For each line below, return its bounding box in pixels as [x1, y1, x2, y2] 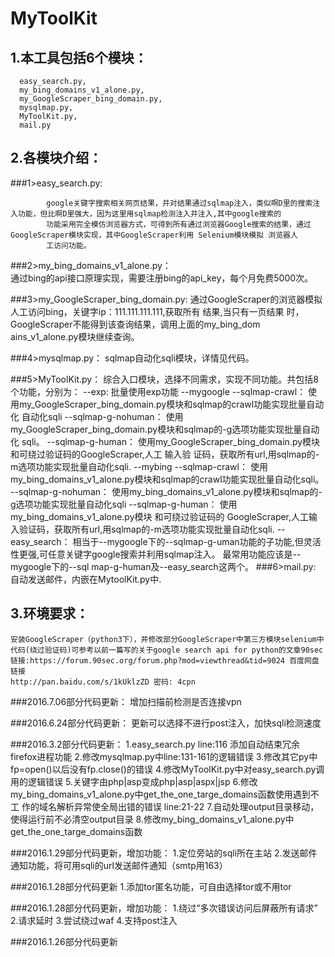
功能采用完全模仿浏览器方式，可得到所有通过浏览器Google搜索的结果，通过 [46, 219, 312, 229]
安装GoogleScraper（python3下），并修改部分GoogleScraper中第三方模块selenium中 [10, 634, 325, 644]
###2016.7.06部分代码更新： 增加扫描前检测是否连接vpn [10, 695, 242, 707]
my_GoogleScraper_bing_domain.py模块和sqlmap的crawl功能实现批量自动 [18, 398, 325, 410]
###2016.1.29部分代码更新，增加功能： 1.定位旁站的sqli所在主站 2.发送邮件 [10, 847, 318, 859]
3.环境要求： [10, 605, 90, 622]
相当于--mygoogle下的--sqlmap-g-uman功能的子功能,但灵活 [72, 535, 322, 547]
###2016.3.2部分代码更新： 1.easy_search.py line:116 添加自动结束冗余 [10, 738, 301, 750]
